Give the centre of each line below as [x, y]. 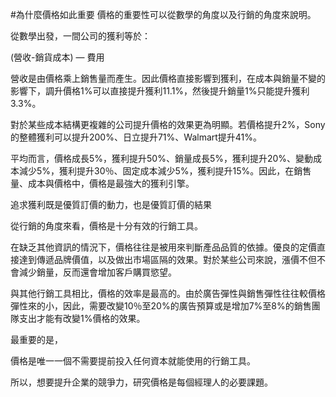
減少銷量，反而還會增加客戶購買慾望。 [97, 272]
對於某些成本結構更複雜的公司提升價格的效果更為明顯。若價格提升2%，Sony [168, 124]
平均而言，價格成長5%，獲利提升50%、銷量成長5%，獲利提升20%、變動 [162, 158]
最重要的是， [36, 339]
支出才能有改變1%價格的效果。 [82, 318]
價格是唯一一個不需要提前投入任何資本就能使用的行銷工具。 [133, 361]
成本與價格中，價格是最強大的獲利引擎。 [111, 183]
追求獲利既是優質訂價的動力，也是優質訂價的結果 [111, 204]
